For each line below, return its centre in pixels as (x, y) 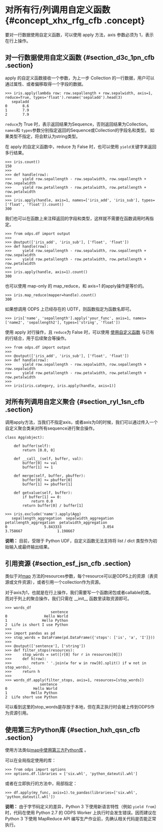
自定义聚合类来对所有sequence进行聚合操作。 (51, 428)
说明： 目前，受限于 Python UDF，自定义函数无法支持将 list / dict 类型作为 (79, 541)
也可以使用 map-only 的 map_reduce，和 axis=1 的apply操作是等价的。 (76, 286)
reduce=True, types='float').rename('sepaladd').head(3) (64, 97)
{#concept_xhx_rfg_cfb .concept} (75, 21)
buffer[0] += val (40, 463)
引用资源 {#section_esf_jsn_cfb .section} (68, 563)
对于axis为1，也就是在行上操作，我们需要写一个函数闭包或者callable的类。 (79, 593)
